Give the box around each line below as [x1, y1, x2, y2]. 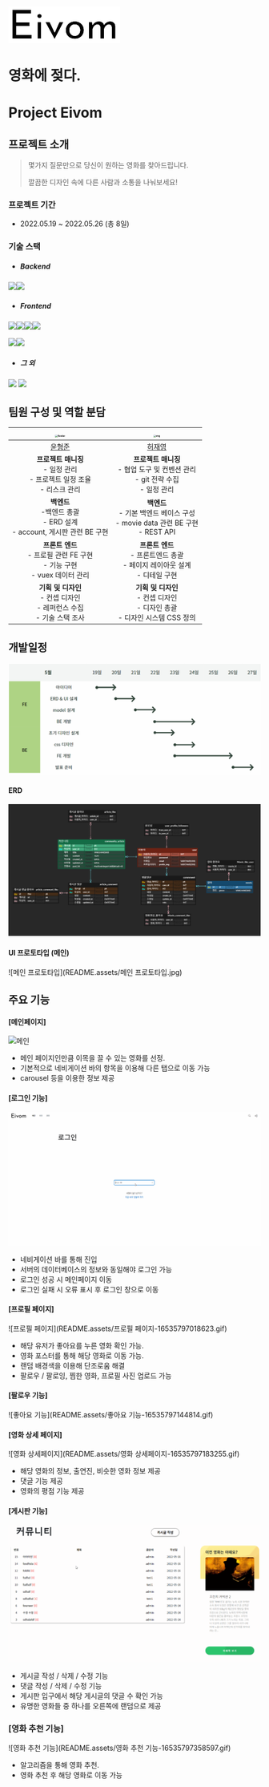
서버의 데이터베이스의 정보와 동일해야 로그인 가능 [19, 1264, 172, 1274]
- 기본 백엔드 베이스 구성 [118, 507, 196, 517]
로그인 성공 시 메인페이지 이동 [19, 1274, 112, 1284]
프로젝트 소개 [8, 137, 70, 151]
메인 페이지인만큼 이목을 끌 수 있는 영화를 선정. [19, 1053, 166, 1063]
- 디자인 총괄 [136, 602, 178, 612]
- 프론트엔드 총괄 [130, 550, 184, 560]
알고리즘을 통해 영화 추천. [19, 1760, 100, 1769]
